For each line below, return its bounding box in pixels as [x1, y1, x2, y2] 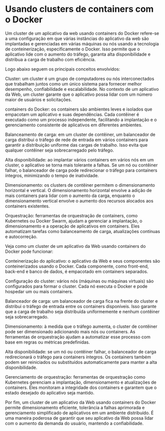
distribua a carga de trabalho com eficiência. [5, 56, 96, 62]
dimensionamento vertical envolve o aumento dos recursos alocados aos [5, 197, 154, 203]
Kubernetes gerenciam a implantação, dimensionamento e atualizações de [5, 379, 157, 385]
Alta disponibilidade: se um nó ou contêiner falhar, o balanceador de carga [5, 349, 157, 354]
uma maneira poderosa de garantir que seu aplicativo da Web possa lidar [5, 415, 154, 421]
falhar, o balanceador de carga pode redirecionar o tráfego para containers [5, 167, 158, 173]
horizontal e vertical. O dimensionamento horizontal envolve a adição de [5, 187, 152, 193]
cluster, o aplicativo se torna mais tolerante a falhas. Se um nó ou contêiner [5, 162, 158, 168]
